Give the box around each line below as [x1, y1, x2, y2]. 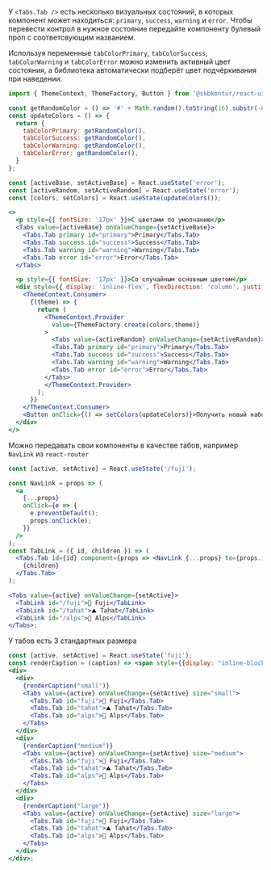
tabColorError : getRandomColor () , [23, 149, 139, 158]
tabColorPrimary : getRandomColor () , [23, 127, 147, 135]
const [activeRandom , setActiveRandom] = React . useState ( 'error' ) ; [8, 186, 240, 195]
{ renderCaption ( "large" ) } [23, 801, 110, 810]
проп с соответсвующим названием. [8, 32, 135, 42]
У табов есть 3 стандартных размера [8, 636, 137, 645]
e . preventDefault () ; [29, 509, 99, 518]
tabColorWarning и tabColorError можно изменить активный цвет [8, 57, 231, 66]
